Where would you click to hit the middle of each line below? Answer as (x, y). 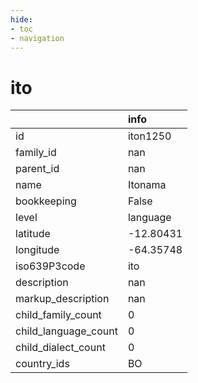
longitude (37, 250)
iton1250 (149, 136)
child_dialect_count (60, 348)
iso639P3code (50, 266)
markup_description (62, 299)
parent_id (37, 169)
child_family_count (58, 315)
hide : (21, 19)
